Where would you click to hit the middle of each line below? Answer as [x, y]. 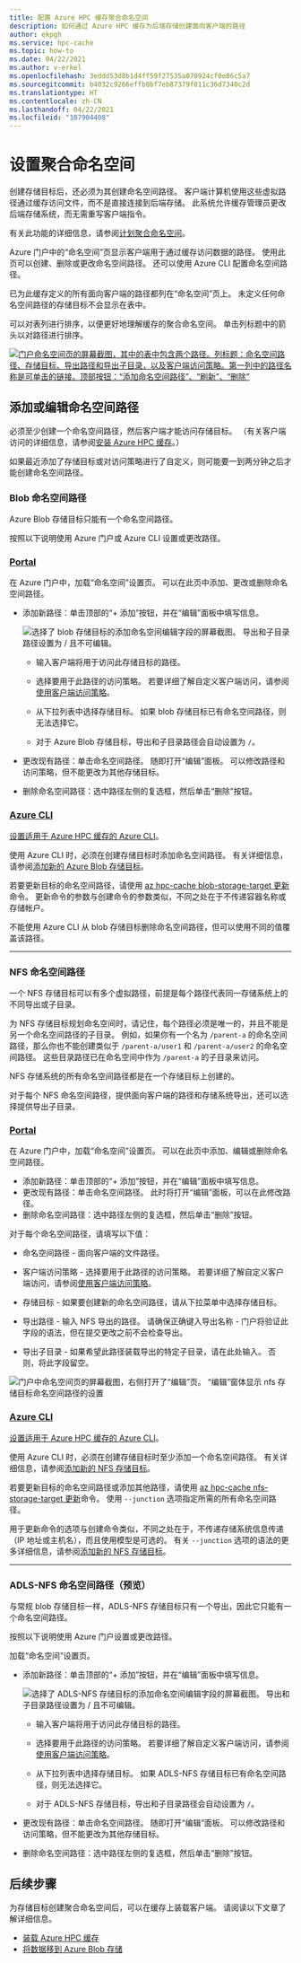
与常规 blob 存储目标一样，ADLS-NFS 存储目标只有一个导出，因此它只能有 [146, 1606]
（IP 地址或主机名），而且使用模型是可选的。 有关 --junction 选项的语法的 [146, 1539]
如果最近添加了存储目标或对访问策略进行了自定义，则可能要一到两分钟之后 [146, 461]
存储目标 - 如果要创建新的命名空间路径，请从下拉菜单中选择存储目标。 [152, 1302]
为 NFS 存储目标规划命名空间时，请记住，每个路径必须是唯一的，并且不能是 [149, 1023]
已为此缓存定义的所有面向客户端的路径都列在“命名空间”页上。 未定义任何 [143, 294]
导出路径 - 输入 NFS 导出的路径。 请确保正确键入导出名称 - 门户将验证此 [155, 1321]
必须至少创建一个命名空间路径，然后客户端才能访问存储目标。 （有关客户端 [148, 431]
